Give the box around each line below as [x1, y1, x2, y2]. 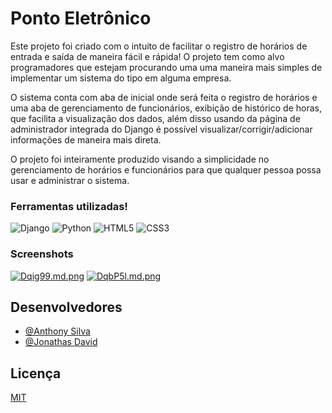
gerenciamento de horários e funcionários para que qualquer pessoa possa [10, 163, 322, 176]
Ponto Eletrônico [10, 7, 152, 30]
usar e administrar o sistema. [10, 174, 130, 186]
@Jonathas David [24, 336, 98, 348]
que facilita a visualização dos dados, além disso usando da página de [10, 112, 301, 124]
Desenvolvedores [10, 298, 123, 316]
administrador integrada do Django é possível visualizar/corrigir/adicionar [10, 123, 313, 135]
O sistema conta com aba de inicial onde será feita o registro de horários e [10, 91, 318, 103]
